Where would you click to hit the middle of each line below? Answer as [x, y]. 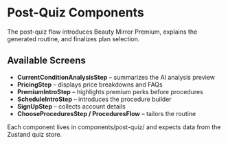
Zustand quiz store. [35, 134]
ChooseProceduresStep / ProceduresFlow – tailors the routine [106, 113]
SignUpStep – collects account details [71, 106]
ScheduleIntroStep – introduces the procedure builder [94, 99]
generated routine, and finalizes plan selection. [73, 38]
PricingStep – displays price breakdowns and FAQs [90, 85]
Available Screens [46, 61]
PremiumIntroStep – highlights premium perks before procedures [110, 91]
